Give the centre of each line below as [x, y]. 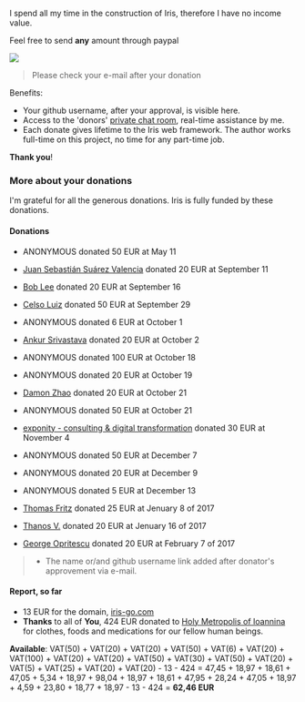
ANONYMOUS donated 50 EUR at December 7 [110, 455]
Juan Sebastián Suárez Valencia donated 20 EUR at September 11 [145, 269]
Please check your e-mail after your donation [117, 75]
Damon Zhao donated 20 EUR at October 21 [105, 392]
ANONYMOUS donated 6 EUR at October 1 [102, 321]
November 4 [46, 437]
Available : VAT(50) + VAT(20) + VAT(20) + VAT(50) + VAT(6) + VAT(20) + [147, 648]
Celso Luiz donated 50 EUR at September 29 [107, 304]
